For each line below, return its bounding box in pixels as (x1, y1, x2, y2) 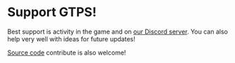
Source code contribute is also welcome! (7, 48, 126, 57)
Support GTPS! (7, 4, 97, 20)
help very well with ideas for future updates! (7, 34, 135, 43)
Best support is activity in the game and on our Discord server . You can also (7, 27, 228, 36)
